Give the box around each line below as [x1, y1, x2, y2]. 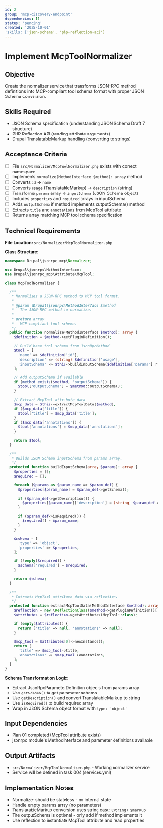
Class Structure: [5, 249, 39, 255]
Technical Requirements [5, 227, 81, 235]
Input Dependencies [5, 719, 68, 728]
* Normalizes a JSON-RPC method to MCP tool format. [11, 294, 120, 299]
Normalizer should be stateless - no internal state [12, 797, 111, 803]
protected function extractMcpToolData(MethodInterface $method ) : [9, 603, 147, 608]
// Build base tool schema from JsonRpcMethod [14, 344, 110, 348]
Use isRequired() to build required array [12, 700, 93, 706]
